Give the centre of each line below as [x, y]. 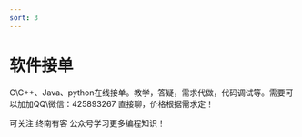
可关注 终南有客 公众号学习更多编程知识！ [87, 122]
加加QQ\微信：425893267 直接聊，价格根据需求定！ [115, 103]
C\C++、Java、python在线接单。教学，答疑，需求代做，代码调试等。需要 [147, 93]
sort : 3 [24, 18]
